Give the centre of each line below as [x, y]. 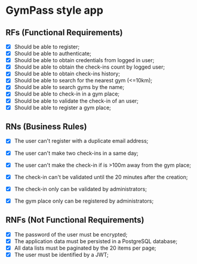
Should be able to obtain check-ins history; [67, 74]
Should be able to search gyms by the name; [69, 87]
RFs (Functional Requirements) [64, 33]
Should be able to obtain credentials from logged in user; [84, 60]
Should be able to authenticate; [53, 54]
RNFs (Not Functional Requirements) [75, 220]
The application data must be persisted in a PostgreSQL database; [96, 241]
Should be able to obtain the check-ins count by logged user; [90, 67]
